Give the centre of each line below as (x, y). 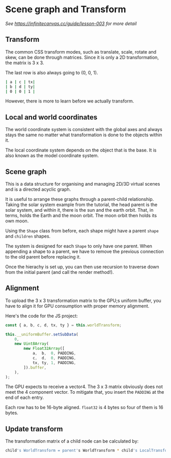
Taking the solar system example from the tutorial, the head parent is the (81, 205)
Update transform (34, 429)
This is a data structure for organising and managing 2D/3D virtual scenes (83, 184)
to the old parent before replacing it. (43, 257)
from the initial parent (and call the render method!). (60, 272)
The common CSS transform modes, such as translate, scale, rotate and (81, 52)
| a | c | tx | (20, 82)
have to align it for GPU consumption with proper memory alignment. (77, 306)
